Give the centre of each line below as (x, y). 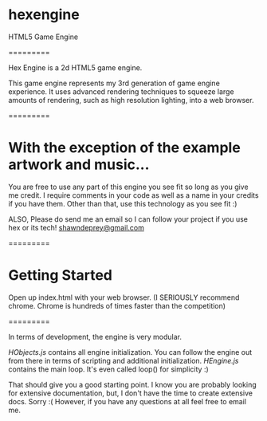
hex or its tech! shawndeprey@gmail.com (77, 227)
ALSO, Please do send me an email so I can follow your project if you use (128, 219)
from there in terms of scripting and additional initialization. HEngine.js (124, 360)
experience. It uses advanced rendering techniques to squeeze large (121, 91)
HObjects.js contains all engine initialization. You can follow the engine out (130, 352)
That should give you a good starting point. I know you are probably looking (132, 384)
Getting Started (61, 275)
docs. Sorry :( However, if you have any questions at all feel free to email (128, 401)
